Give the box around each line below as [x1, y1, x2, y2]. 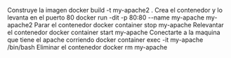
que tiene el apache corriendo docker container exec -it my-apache [7, 36, 204, 44]
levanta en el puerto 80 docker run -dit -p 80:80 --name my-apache [7, 13, 205, 22]
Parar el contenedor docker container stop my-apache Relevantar [34, 21, 225, 29]
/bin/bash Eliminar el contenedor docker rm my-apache [7, 43, 168, 51]
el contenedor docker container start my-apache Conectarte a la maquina [7, 28, 220, 36]
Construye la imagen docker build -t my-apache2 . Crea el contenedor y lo [7, 6, 223, 14]
